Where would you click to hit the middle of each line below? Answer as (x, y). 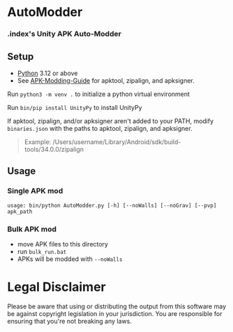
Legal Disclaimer (57, 287)
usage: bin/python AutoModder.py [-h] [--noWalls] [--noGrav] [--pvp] (112, 205)
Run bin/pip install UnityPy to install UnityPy (75, 107)
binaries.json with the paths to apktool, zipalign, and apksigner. (100, 128)
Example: (38, 142)
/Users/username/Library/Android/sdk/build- (117, 142)
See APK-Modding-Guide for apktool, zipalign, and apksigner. (106, 80)
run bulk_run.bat (42, 251)
